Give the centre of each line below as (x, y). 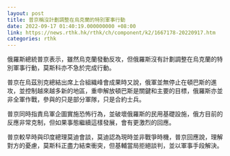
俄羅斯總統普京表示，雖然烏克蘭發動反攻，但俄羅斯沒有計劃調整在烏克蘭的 (112, 60)
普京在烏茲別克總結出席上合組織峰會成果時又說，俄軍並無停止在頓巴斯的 (109, 82)
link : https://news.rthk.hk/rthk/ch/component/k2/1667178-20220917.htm (111, 32)
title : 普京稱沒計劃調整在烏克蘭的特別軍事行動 (66, 20)
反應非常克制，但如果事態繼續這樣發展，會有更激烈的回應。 (91, 122)
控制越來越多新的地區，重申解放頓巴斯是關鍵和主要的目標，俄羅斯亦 (121, 91)
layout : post (26, 13)
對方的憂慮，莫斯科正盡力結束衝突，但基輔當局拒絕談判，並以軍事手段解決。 (115, 146)
